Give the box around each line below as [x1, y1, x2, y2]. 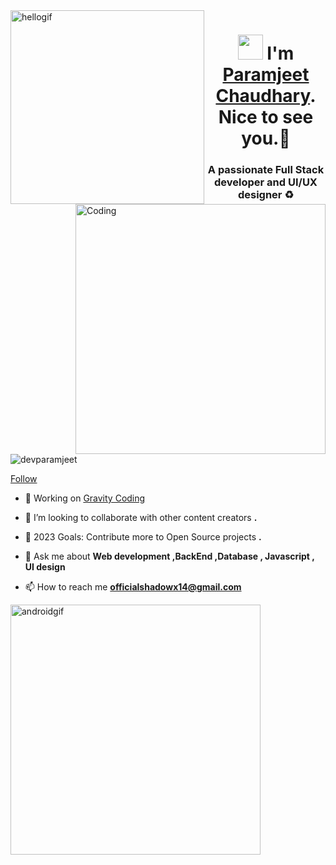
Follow [10, 473, 38, 484]
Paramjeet [222, 64, 310, 86]
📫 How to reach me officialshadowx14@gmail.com [24, 581, 242, 593]
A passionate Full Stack [207, 163, 325, 177]
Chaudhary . [215, 85, 317, 108]
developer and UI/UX [214, 175, 318, 189]
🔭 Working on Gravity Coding [24, 492, 146, 504]
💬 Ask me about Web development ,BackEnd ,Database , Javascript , [24, 550, 315, 562]
